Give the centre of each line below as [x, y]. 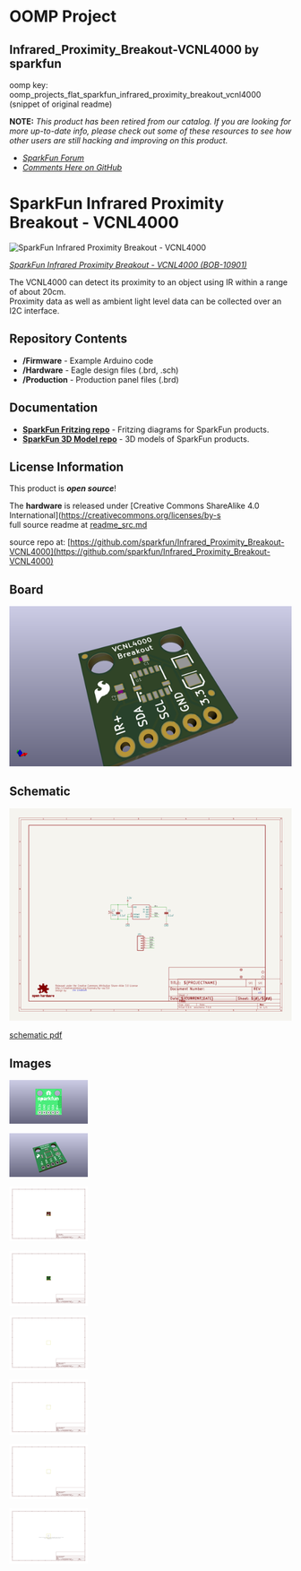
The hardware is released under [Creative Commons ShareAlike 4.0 [134, 506]
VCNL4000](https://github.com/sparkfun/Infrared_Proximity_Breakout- [140, 552]
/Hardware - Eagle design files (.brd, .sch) [100, 370]
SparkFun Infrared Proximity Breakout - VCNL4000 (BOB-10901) [129, 264]
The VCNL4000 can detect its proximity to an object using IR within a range [149, 282]
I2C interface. [34, 310]
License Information [66, 466]
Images [30, 1063]
